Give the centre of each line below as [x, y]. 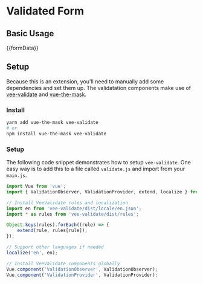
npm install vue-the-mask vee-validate [56, 134]
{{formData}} [23, 48]
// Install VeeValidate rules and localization [67, 203]
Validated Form [45, 11]
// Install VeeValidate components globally [63, 263]
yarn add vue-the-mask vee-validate [52, 123]
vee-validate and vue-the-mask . [46, 94]
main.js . [17, 175]
